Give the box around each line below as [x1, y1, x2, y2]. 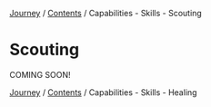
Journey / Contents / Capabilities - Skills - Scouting [9, 8, 202, 18]
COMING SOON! [9, 69, 71, 80]
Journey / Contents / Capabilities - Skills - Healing [9, 86, 197, 98]
